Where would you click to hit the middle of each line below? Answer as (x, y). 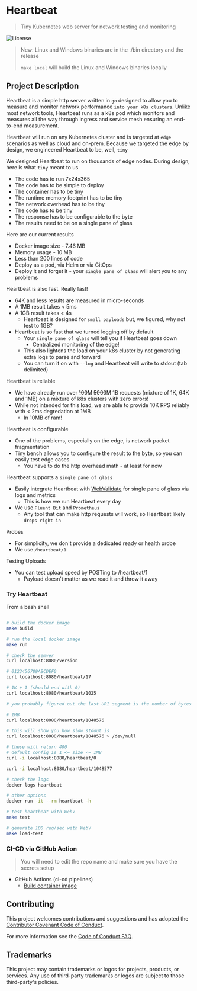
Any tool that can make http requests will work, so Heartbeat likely (104, 514)
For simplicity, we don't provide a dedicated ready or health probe (95, 543)
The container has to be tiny (49, 191)
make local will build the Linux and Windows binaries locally (93, 67)
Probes (15, 531)
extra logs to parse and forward (62, 357)
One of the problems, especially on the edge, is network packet (92, 440)
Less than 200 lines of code (49, 258)
